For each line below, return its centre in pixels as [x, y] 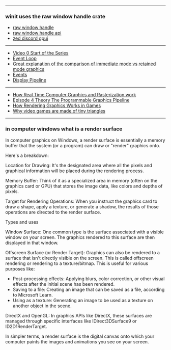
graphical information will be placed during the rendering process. [75, 171]
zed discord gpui [30, 38]
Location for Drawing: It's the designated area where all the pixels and [79, 165]
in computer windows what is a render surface [64, 129]
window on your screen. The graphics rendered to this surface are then [80, 237]
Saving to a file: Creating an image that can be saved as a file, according [89, 289]
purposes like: [20, 268]
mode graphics [28, 69]
